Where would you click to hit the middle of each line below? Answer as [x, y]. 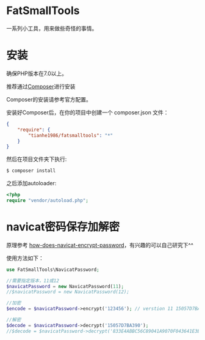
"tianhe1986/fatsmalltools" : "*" [71, 135]
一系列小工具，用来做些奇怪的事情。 [52, 28]
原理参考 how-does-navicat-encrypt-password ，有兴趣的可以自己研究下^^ [100, 245]
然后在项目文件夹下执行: [37, 159]
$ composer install [31, 171]
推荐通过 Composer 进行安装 [41, 86]
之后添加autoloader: [31, 183]
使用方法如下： [25, 258]
